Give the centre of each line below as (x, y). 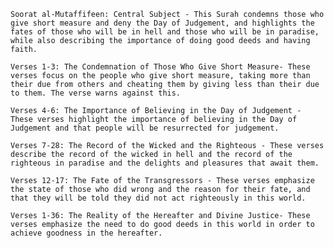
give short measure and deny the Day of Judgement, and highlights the (162, 23)
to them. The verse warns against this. (96, 93)
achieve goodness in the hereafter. (86, 233)
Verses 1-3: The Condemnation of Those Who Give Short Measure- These (160, 67)
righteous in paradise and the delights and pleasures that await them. (165, 163)
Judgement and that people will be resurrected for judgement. (145, 128)
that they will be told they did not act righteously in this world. (158, 198)
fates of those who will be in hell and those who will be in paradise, (165, 32)
